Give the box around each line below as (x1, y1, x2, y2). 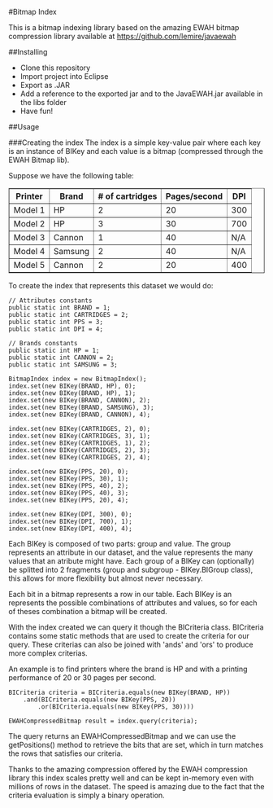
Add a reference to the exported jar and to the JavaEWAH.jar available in (19, 89, 263, 99)
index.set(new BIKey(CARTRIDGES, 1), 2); (8, 439, 151, 447)
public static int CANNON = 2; (8, 353, 115, 362)
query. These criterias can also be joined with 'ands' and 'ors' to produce (8, 639, 253, 649)
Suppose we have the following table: (8, 171, 134, 180)
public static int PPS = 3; (8, 318, 104, 326)
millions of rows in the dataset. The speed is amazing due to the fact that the (8, 782, 266, 791)
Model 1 (13, 204, 45, 215)
